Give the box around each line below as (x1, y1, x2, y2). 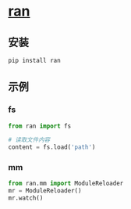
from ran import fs (8, 122, 72, 130)
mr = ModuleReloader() (8, 187, 82, 195)
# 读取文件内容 (8, 136, 51, 144)
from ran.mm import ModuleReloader (8, 179, 124, 188)
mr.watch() (8, 194, 44, 202)
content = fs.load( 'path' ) (8, 143, 96, 151)
